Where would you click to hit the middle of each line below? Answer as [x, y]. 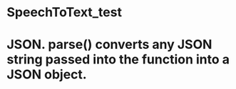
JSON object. [47, 75]
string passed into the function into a [118, 60]
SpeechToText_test [65, 12]
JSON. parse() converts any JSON [109, 45]
